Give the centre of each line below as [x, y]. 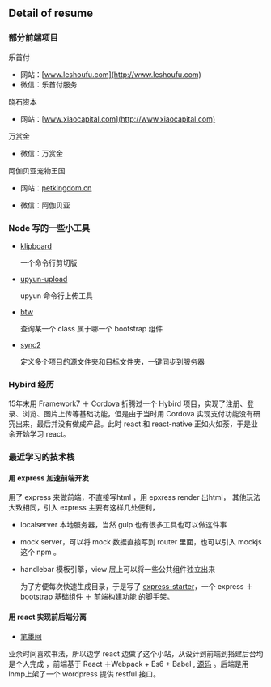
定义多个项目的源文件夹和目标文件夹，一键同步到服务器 [112, 361]
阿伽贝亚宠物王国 [37, 170]
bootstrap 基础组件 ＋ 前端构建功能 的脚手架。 [97, 597]
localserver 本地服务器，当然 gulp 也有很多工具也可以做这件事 [123, 525]
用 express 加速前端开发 [49, 478]
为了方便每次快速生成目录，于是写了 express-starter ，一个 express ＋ [136, 587]
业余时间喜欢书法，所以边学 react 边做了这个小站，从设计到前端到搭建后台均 [136, 653]
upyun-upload [44, 279]
